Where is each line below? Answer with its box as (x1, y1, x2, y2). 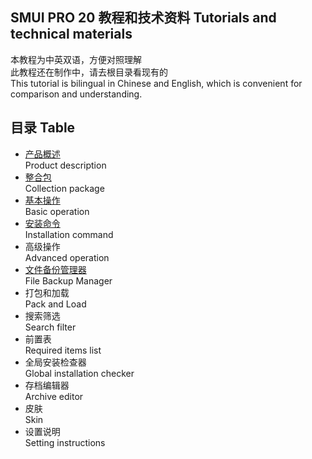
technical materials (10, 26, 133, 43)
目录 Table (10, 119, 76, 137)
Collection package (24, 182, 105, 194)
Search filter (24, 321, 77, 333)
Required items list (24, 344, 102, 356)
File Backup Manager (24, 274, 113, 287)
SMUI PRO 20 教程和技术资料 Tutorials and (10, 9, 277, 27)
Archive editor (24, 390, 84, 402)
